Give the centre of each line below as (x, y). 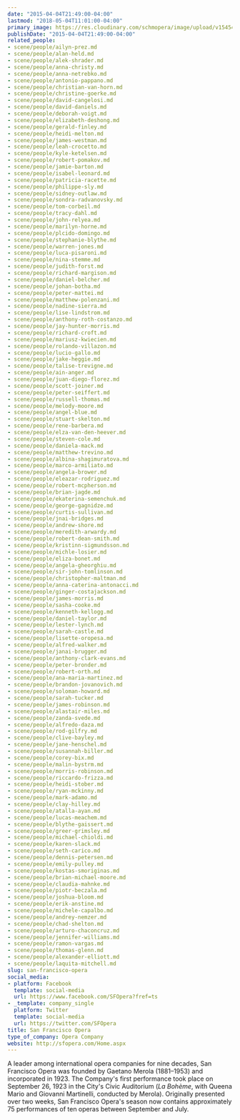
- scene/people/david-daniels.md (57, 107)
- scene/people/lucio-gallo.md (54, 353)
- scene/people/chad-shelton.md (55, 924)
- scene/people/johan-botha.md (54, 286)
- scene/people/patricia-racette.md (62, 180)
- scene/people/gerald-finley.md (57, 127)
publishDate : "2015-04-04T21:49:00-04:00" (71, 34)
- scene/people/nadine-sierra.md (57, 306)
